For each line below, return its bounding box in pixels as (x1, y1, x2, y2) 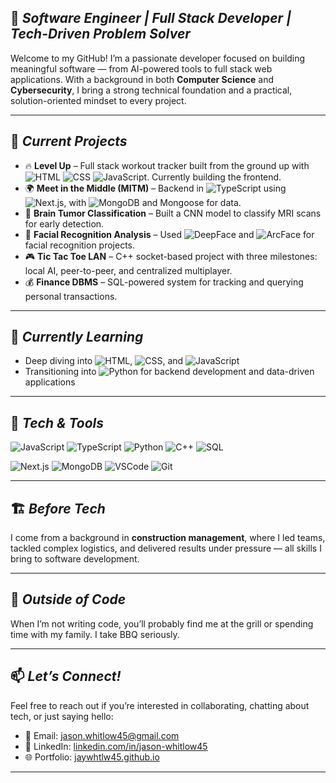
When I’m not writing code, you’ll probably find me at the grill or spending (10, 617, 314, 630)
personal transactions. (24, 290, 118, 302)
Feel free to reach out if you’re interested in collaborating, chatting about (10, 699, 310, 711)
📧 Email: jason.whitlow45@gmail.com (24, 729, 180, 741)
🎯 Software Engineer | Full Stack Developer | (10, 10, 292, 27)
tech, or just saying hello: (10, 710, 114, 722)
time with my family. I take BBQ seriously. (10, 628, 180, 640)
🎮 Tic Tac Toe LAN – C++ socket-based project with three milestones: (24, 250, 318, 262)
